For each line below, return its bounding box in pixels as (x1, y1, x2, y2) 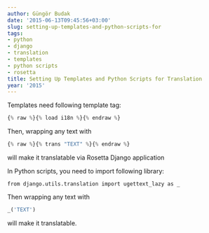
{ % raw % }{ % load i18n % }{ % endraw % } (7, 115, 121, 122)
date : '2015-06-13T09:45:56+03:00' (7, 17, 112, 24)
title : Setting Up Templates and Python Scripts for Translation (7, 75, 202, 83)
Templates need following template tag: (7, 101, 121, 109)
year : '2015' (7, 82, 46, 89)
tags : (7, 29, 23, 37)
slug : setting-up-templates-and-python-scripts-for (7, 23, 161, 30)
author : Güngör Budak (7, 10, 71, 17)
